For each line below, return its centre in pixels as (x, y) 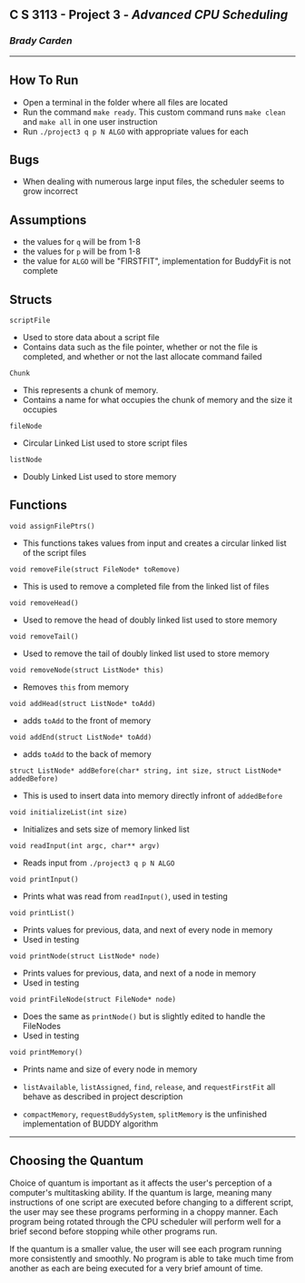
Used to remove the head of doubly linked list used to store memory (150, 620)
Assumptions (48, 220)
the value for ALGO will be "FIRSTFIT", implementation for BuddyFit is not (157, 261)
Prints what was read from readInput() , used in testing (125, 896)
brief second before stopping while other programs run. (113, 1231)
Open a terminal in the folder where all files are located (125, 102)
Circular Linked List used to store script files (105, 443)
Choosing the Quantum (77, 1161)
